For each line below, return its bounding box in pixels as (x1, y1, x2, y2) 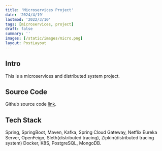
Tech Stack (5, 115, 42, 125)
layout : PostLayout (5, 41, 47, 46)
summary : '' (5, 31, 30, 36)
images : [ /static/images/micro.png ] (5, 36, 83, 41)
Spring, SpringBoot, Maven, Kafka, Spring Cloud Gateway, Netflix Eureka (5, 129, 157, 135)
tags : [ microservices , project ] (5, 21, 74, 27)
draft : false (5, 26, 33, 32)
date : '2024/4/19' (5, 12, 44, 17)
